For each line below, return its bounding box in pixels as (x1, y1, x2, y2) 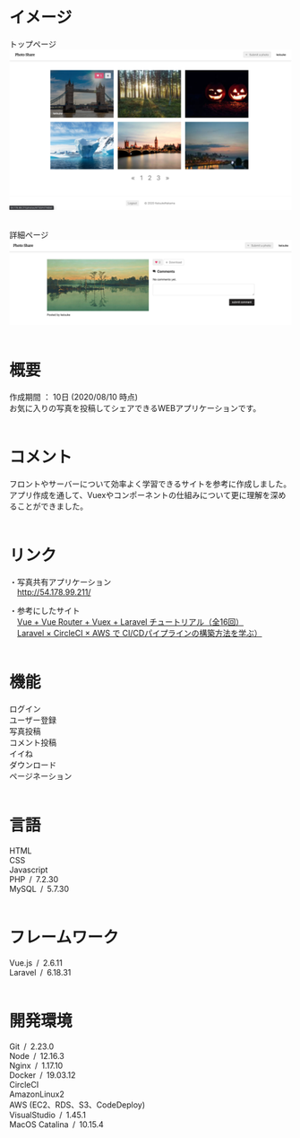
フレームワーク (9, 927, 119, 947)
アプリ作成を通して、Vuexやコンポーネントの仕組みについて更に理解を (9, 489, 270, 500)
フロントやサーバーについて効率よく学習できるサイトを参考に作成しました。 (9, 478, 292, 489)
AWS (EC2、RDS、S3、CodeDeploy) (9, 1099, 146, 1110)
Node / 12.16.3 (9, 1050, 64, 1061)
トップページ (9, 39, 56, 49)
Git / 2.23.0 (9, 1041, 55, 1052)
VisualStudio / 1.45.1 (9, 1109, 87, 1120)
